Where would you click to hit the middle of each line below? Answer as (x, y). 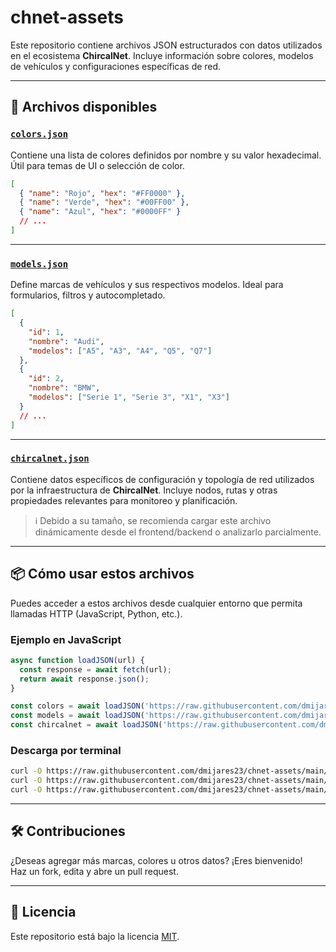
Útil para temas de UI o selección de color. (97, 165)
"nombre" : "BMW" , (64, 388)
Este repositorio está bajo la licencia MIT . (95, 936)
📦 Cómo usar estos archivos (102, 574)
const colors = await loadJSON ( (77, 706)
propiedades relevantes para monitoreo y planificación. (124, 500)
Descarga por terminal (66, 750)
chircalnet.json (50, 459)
